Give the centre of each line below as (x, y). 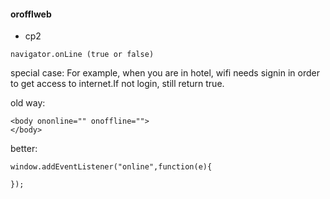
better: (24, 149)
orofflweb (31, 14)
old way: (28, 103)
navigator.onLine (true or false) (82, 55)
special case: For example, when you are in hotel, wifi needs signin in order (165, 73)
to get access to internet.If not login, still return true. (117, 84)
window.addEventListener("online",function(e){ (111, 167)
